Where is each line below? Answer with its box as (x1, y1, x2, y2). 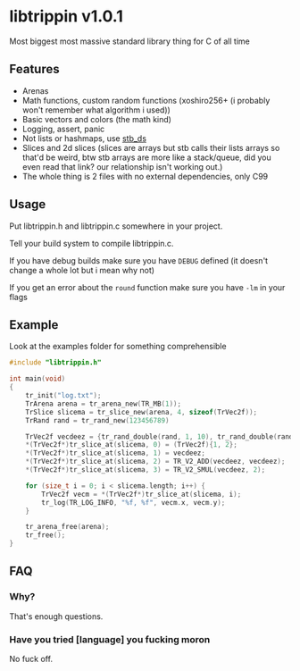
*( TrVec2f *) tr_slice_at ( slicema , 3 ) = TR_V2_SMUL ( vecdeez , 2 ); (25, 466, 266, 474)
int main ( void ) (9, 374, 66, 383)
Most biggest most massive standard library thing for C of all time (9, 36, 250, 46)
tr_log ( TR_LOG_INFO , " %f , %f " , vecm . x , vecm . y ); (41, 498, 226, 507)
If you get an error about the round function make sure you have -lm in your (9, 281, 286, 292)
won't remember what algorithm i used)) (21, 105, 171, 115)
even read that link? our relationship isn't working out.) (21, 161, 223, 172)
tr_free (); (25, 531, 66, 540)
